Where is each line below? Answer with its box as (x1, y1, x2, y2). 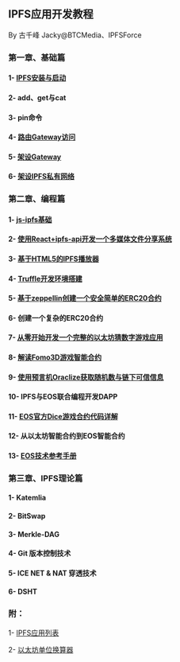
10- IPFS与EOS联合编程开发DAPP (8, 392, 118, 402)
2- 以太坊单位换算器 (8, 644, 74, 654)
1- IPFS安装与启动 (8, 73, 67, 83)
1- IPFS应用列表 (8, 628, 59, 637)
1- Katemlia (8, 493, 46, 503)
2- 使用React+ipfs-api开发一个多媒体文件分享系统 (8, 234, 173, 244)
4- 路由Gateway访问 (8, 132, 76, 142)
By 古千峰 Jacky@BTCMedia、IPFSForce (8, 30, 142, 40)
